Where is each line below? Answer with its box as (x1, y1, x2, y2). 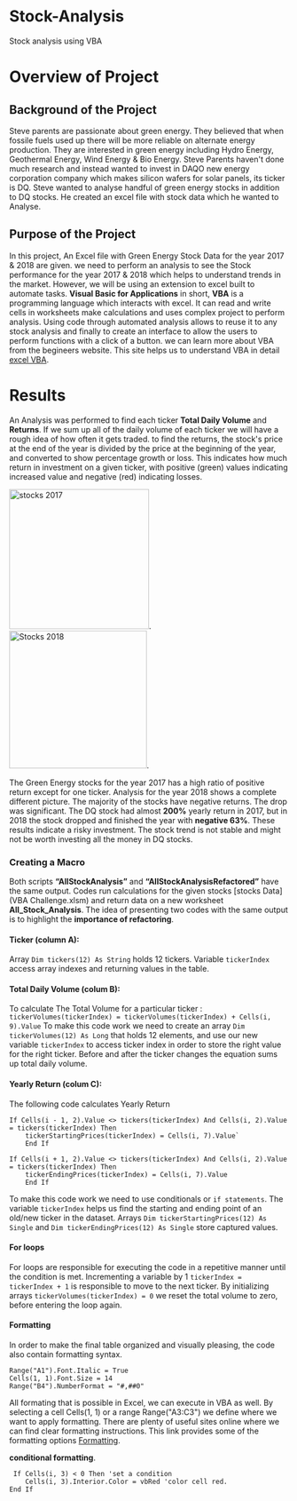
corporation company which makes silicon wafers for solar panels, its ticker (9, 172, 285, 183)
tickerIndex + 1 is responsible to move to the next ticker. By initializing (9, 1281, 270, 1291)
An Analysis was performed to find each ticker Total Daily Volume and (9, 415, 268, 425)
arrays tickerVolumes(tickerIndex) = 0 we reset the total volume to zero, (9, 1290, 278, 1300)
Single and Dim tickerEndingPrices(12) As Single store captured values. (9, 1221, 278, 1232)
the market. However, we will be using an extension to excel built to (9, 278, 255, 290)
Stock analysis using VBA (9, 36, 103, 46)
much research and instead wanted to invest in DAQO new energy (9, 163, 250, 174)
